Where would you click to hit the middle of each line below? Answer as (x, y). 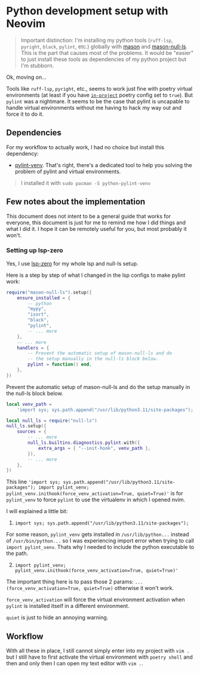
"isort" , (39, 314)
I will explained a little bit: (37, 511)
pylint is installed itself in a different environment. (68, 606)
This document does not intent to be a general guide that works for (89, 216)
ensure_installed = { (44, 298)
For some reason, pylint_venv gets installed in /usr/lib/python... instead (98, 535)
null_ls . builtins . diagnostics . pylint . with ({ (84, 443)
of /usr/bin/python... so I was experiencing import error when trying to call (100, 541)
